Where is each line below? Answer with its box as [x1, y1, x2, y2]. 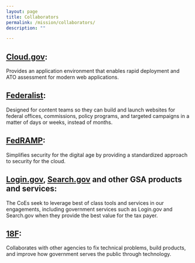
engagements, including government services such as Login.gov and [6, 205, 173, 213]
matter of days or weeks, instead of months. [6, 119, 113, 126]
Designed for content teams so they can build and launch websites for [6, 106, 176, 113]
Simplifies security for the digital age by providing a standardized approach [6, 151, 188, 159]
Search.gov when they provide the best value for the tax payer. [6, 212, 158, 219]
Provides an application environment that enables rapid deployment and [6, 68, 180, 75]
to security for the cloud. [6, 157, 66, 164]
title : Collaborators [6, 14, 59, 20]
